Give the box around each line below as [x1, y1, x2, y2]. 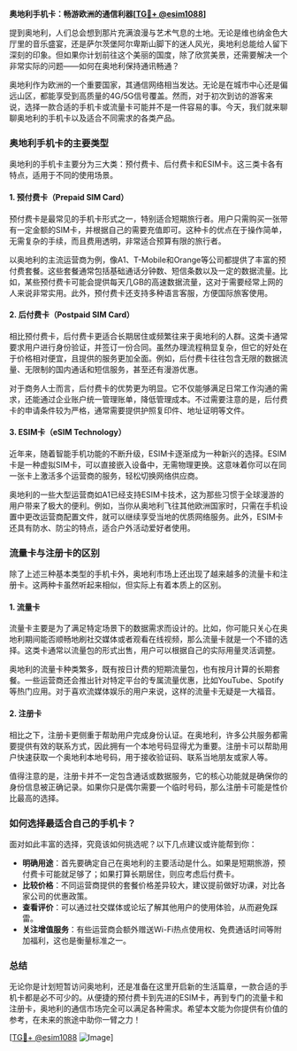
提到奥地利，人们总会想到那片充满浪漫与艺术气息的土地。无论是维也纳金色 [9, 27, 280, 38]
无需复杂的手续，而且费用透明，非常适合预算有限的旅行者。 [9, 235, 226, 246]
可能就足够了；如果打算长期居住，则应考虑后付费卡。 [45, 868, 240, 879]
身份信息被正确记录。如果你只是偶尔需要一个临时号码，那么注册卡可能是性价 [9, 782, 288, 792]
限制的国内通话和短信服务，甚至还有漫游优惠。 [32, 363, 203, 375]
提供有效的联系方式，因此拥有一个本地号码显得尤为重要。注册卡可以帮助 [16, 740, 280, 751]
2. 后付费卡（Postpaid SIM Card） [9, 309, 135, 320]
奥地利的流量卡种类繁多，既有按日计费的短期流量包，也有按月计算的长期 [9, 664, 272, 674]
